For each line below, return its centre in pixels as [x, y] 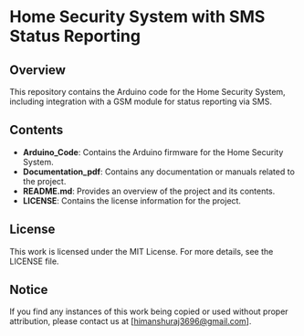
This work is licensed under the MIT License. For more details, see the [142, 251]
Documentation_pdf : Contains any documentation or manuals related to [158, 172]
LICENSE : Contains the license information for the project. [132, 200]
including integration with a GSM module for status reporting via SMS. [141, 101]
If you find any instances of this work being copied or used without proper [149, 311]
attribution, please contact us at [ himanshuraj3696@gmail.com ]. [131, 321]
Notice [29, 290]
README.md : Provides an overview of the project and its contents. [149, 191]
